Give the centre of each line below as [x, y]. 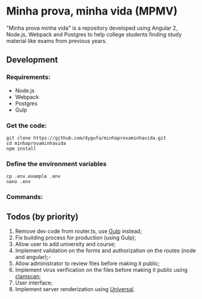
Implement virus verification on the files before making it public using [101, 270]
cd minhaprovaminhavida [36, 143]
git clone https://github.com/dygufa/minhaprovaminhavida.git [86, 138]
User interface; [34, 283]
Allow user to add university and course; [65, 244]
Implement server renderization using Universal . [75, 289]
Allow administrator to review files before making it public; [87, 263]
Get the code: [27, 126]
